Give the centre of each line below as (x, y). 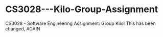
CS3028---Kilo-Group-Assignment (82, 9)
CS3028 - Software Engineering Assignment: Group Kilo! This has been (80, 23)
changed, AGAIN (23, 28)
